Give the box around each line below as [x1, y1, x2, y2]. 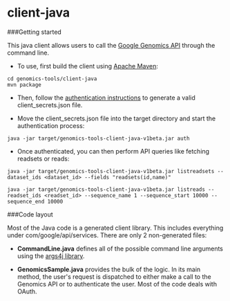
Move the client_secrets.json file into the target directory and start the [17, 114, 216, 122]
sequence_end [7, 198, 45, 205]
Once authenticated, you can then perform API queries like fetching [17, 147, 209, 155]
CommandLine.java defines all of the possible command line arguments [17, 244, 223, 253]
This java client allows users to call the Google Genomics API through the [7, 41, 215, 49]
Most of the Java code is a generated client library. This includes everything [7, 224, 224, 232]
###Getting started [7, 28, 62, 36]
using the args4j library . [17, 251, 85, 260]
